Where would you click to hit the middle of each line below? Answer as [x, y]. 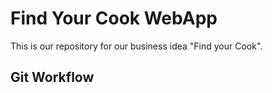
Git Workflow [52, 77]
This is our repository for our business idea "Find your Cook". [136, 46]
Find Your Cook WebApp [114, 18]
